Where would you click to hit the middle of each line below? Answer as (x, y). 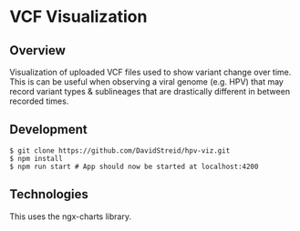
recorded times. (39, 101)
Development (49, 130)
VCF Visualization (78, 17)
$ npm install (36, 158)
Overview (38, 50)
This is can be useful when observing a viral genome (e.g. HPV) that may (147, 82)
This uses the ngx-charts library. (71, 216)
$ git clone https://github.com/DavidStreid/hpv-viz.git (120, 151)
